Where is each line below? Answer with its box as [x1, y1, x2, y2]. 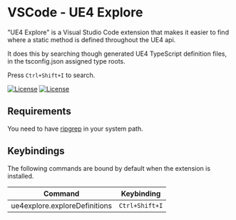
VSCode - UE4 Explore [7, 4, 143, 21]
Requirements [7, 105, 71, 118]
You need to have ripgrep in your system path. [7, 124, 144, 133]
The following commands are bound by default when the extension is [7, 164, 211, 172]
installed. [7, 171, 34, 180]
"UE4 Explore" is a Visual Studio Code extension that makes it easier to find [7, 28, 230, 36]
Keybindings [7, 145, 66, 157]
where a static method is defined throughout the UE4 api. [7, 35, 176, 44]
